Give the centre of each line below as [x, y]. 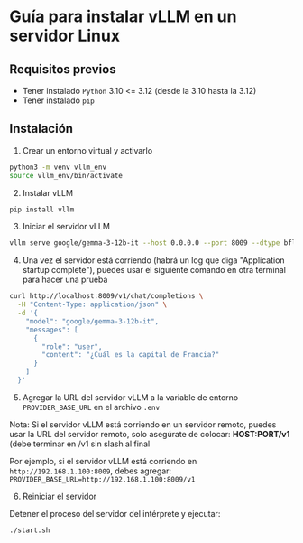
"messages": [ [52, 330]
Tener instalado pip [58, 100]
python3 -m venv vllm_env [58, 167]
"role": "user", [72, 346]
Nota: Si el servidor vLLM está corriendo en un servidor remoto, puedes [143, 424]
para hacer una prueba [65, 280]
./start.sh [30, 530]
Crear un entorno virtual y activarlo [87, 150]
